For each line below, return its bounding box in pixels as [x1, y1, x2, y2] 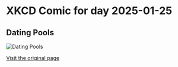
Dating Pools [6, 28, 55, 38]
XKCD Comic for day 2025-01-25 [6, 4, 173, 18]
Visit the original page [6, 55, 60, 61]
